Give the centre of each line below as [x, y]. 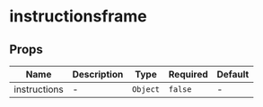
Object [145, 90]
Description [98, 74]
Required [188, 74]
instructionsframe [79, 16]
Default [233, 74]
